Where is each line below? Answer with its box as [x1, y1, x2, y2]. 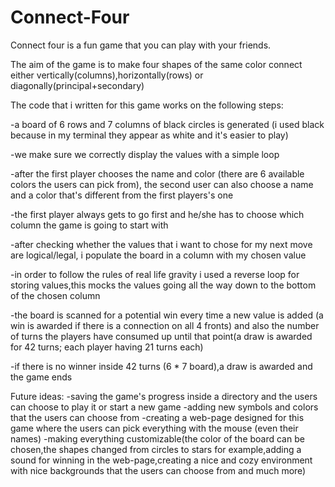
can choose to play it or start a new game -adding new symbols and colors [10, 401, 319, 413]
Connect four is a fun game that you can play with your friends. [10, 39, 272, 51]
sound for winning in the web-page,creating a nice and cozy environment [10, 454, 313, 466]
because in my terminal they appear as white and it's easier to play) [10, 129, 289, 141]
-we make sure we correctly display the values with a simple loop [10, 148, 280, 160]
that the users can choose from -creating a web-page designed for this [10, 411, 305, 423]
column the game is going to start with [10, 219, 169, 231]
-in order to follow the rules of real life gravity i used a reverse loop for [10, 268, 300, 280]
